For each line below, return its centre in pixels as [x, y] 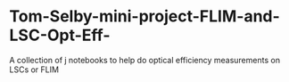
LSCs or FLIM [34, 70]
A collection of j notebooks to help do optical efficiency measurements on [145, 60]
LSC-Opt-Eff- [60, 35]
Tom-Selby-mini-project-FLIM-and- [145, 16]
